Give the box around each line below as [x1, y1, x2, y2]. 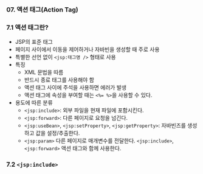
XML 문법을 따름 [24, 69, 64, 76]
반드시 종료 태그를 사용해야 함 [24, 76, 94, 83]
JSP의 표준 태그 [15, 38, 53, 46]
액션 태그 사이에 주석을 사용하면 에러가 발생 [24, 84, 126, 91]
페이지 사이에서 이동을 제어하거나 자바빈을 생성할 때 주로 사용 [15, 46, 160, 53]
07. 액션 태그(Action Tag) [6, 5, 78, 13]
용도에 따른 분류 [15, 99, 53, 106]
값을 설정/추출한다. [35, 130, 80, 137]
